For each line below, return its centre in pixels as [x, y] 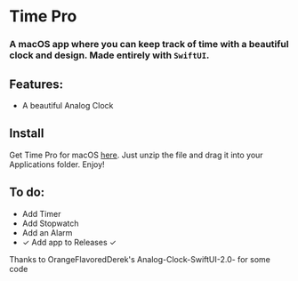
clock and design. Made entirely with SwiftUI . [109, 55]
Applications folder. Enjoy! [57, 164]
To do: [27, 193]
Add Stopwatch [50, 223]
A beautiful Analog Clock [68, 105]
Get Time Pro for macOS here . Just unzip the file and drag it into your [137, 155]
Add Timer [41, 213]
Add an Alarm [47, 232]
